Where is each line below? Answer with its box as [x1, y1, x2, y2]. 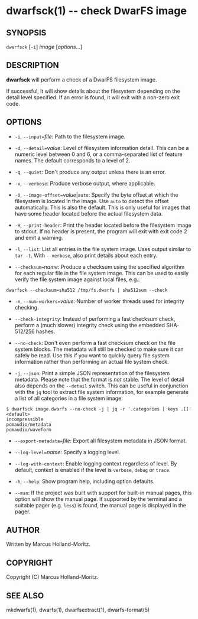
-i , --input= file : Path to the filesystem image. [14, 133, 126, 140]
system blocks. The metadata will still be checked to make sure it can [14, 346, 184, 353]
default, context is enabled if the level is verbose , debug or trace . [14, 466, 171, 473]
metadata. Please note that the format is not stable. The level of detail [14, 376, 184, 383]
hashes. [35, 328, 56, 335]
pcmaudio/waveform [6, 426, 51, 432]
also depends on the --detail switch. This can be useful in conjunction [14, 382, 189, 389]
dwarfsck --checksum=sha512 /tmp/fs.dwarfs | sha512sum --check [6, 287, 168, 293]
